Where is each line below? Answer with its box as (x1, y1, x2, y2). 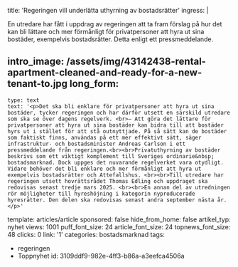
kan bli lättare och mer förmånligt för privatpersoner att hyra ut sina (7, 28, 205, 36)
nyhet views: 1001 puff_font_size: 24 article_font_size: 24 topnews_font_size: (7, 222, 231, 231)
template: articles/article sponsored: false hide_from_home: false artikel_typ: (7, 215, 231, 224)
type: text (7, 96, 40, 104)
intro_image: (7, 56, 65, 68)
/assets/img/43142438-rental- (66, 56, 206, 68)
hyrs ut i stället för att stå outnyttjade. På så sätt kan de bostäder (7, 127, 227, 135)
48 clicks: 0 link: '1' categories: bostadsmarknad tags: (7, 230, 166, 239)
